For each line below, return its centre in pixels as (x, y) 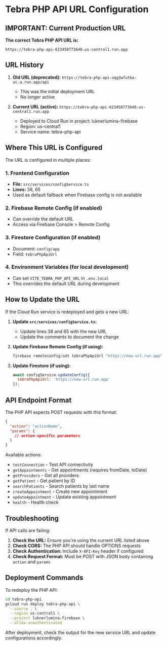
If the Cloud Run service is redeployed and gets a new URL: (67, 312)
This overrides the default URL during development (66, 283)
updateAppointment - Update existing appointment (64, 497)
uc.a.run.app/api (31, 82)
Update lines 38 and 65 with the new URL (64, 331)
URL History (25, 65)
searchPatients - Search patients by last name (61, 486)
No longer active (37, 97)
